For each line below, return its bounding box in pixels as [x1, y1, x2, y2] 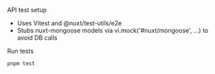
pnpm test [7, 60, 36, 67]
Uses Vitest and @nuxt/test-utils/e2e [16, 19, 122, 27]
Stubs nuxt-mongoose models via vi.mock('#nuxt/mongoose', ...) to [16, 27, 209, 34]
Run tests [7, 47, 34, 55]
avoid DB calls [16, 34, 58, 42]
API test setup [7, 6, 47, 14]
